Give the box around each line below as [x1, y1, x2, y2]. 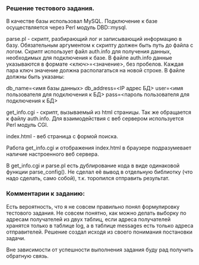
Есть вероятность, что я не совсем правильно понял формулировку [6, 203, 180, 210]
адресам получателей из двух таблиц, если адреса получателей [6, 215, 171, 223]
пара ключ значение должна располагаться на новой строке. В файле [6, 67, 185, 74]
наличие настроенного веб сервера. [6, 151, 99, 158]
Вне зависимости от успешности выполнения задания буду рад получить [6, 246, 194, 253]
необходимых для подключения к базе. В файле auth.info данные [6, 55, 172, 62]
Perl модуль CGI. [6, 122, 49, 129]
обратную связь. [6, 252, 49, 259]
